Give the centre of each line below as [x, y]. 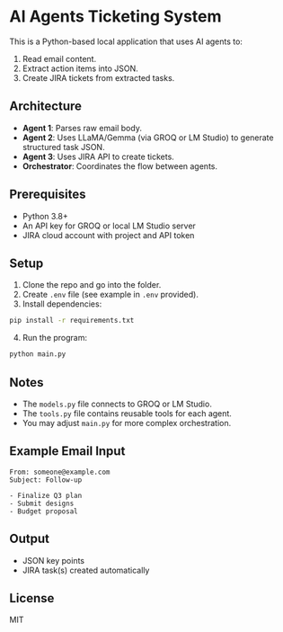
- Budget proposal [44, 511]
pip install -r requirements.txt [72, 321]
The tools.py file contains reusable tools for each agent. [127, 413]
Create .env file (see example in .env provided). [111, 295]
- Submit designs [42, 503]
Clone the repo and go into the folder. [92, 285]
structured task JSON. [63, 147]
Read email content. [59, 58]
